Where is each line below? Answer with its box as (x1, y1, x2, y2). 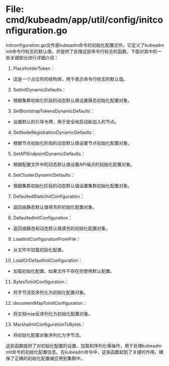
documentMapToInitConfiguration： (13, 300, 88, 306)
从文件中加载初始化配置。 (13, 247, 66, 253)
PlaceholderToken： (13, 65, 55, 71)
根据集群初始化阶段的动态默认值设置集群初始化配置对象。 (13, 182, 132, 189)
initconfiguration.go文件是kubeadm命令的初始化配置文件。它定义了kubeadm (6, 42, 164, 48)
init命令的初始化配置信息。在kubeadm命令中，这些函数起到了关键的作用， (6, 349, 159, 355)
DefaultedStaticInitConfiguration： (13, 193, 84, 199)
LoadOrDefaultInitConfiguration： (13, 257, 83, 263)
